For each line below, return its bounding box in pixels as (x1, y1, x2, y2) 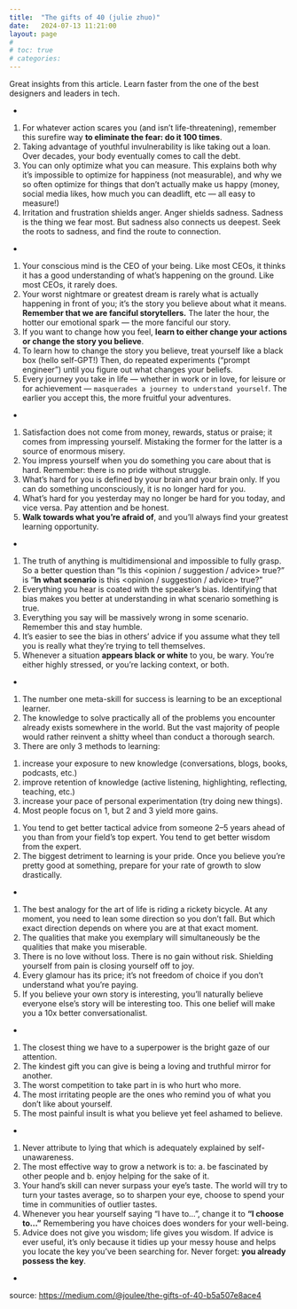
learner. (21, 703, 51, 714)
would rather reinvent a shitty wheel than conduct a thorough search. (21, 731, 276, 742)
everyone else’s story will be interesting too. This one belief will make (21, 998, 276, 1008)
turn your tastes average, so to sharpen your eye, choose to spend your (21, 1190, 285, 1200)
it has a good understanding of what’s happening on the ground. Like (21, 270, 275, 280)
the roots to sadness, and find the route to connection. (21, 226, 222, 236)
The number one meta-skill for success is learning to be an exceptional (21, 694, 282, 704)
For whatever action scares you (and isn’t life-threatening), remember (21, 122, 277, 133)
